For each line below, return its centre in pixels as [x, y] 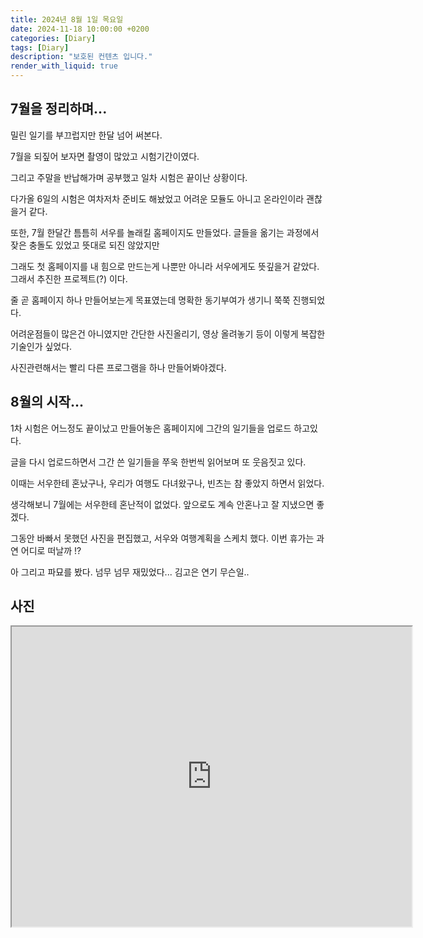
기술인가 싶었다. [41, 346]
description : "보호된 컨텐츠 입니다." [81, 57]
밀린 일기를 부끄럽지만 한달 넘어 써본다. [86, 135]
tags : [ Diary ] [40, 47]
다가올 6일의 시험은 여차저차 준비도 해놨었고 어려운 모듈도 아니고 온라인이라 [157, 198]
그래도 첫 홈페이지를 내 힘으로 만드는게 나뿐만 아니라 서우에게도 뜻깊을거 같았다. [165, 266]
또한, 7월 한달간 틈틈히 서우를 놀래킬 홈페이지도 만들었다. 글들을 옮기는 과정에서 [165, 232]
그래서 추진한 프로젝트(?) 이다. [69, 278]
